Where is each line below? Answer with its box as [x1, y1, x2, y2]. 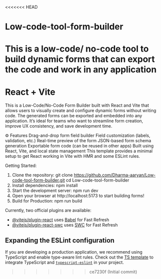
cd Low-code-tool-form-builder [66, 177, 129, 183]
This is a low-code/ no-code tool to [5, 43, 149, 55]
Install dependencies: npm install [12, 183, 78, 188]
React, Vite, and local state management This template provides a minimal [5, 148, 153, 154]
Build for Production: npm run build [12, 198, 82, 204]
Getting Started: [5, 163, 37, 168]
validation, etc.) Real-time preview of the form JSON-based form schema [5, 138, 151, 144]
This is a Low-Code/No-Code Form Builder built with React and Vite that [5, 102, 149, 109]
